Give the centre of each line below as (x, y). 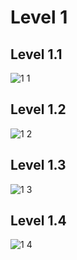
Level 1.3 (38, 165)
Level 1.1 (36, 54)
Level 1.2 (38, 109)
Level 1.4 (38, 221)
